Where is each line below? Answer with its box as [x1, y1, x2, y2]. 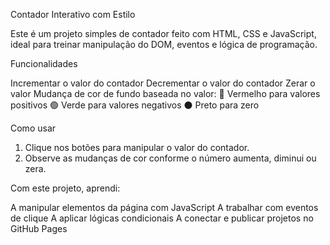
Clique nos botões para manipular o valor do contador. [24, 142, 250, 153]
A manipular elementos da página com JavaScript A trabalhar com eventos [10, 202, 319, 213]
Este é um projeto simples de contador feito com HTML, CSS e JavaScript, [10, 28, 317, 39]
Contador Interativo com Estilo [10, 9, 136, 20]
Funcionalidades [10, 58, 78, 69]
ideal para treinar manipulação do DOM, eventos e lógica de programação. [10, 39, 318, 50]
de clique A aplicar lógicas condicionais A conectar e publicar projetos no [10, 212, 314, 224]
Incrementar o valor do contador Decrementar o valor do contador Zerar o [10, 77, 316, 89]
